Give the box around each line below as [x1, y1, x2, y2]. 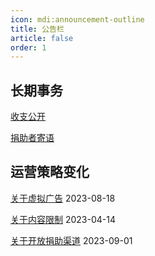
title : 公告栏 [10, 24, 65, 34]
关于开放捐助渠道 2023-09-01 [10, 234, 133, 246]
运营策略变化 [10, 164, 90, 181]
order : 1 [10, 42, 47, 53]
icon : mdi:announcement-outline [10, 14, 145, 25]
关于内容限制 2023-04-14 [10, 213, 116, 225]
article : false [10, 33, 74, 43]
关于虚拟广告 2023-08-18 [10, 192, 116, 204]
